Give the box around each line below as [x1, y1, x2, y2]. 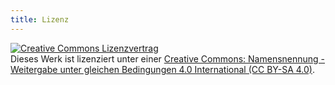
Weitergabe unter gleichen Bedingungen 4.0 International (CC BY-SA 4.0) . [10, 63, 315, 75]
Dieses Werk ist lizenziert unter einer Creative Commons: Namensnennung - [10, 52, 326, 65]
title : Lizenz [10, 14, 70, 25]
